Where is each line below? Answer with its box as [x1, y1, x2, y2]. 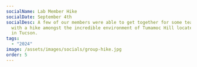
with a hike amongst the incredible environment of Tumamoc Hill [11, 24, 175, 31]
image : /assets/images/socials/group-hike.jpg [6, 47, 122, 52]
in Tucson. [11, 30, 38, 36]
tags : [6, 36, 19, 41]
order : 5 [6, 52, 28, 58]
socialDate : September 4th [6, 14, 72, 20]
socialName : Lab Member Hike [6, 8, 77, 15]
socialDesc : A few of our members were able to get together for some [6, 19, 182, 25]
